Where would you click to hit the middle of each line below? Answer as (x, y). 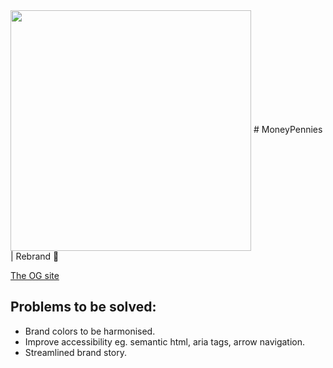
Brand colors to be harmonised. (90, 331)
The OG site (35, 275)
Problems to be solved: (83, 307)
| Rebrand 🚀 (35, 256)
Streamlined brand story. (76, 352)
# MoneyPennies (288, 130)
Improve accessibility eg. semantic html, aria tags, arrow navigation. (165, 341)
